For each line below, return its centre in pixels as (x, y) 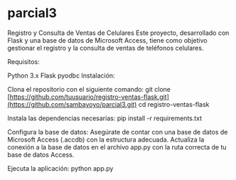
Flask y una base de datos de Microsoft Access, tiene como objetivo (107, 40)
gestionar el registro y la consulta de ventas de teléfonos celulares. (106, 48)
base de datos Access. (41, 154)
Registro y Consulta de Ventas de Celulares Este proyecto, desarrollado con (118, 33)
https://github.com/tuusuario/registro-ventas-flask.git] (89, 97)
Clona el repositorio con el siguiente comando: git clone (89, 89)
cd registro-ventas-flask (174, 104)
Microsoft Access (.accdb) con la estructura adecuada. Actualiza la (106, 139)
